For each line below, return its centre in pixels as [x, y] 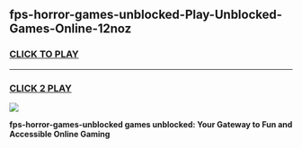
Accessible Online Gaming [60, 134]
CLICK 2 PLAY [40, 88]
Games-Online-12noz [71, 29]
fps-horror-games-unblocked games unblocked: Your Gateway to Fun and [151, 124]
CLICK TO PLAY [44, 55]
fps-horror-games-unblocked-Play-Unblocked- [146, 15]
